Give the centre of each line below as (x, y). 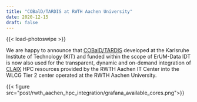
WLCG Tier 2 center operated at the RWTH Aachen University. (81, 75)
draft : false (22, 22)
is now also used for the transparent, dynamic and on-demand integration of (98, 63)
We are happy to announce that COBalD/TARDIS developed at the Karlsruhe (98, 50)
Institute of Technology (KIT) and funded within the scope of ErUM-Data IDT (98, 57)
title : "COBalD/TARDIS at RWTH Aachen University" (69, 11)
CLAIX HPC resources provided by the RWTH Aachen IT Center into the (93, 69)
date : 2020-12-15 (27, 17)
